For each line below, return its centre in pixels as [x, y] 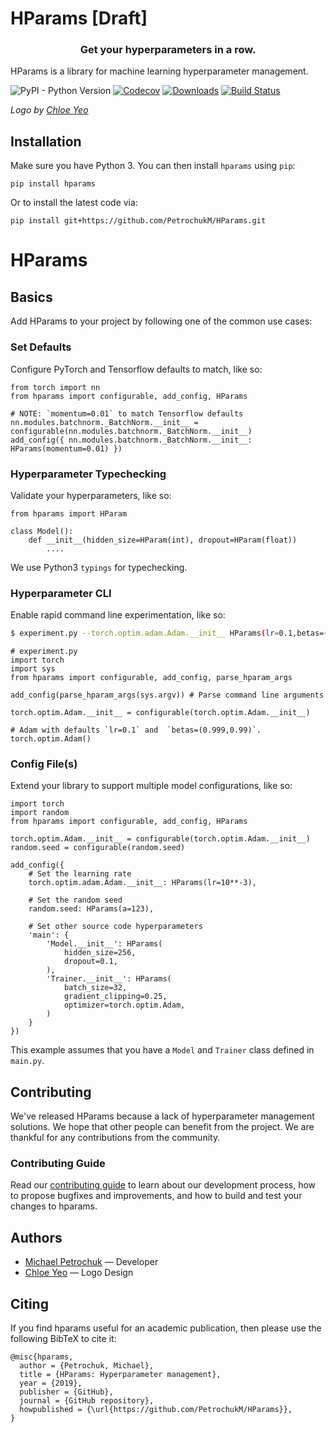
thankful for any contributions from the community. [115, 1138]
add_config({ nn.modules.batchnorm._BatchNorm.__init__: [131, 440]
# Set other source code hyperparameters [115, 927]
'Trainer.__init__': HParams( [109, 979]
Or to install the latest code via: [74, 203]
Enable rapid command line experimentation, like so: [118, 615]
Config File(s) [44, 764]
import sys [33, 669]
